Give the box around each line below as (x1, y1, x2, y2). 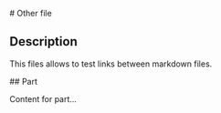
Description (9, 34, 78, 49)
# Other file (9, 8, 52, 18)
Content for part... (9, 93, 78, 104)
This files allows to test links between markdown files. (9, 58, 213, 69)
